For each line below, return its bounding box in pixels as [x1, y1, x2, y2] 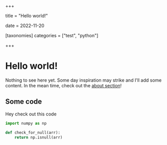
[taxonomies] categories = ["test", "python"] [5, 33, 99, 38]
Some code [5, 98, 42, 106]
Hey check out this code [5, 111, 57, 117]
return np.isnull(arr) [14, 135, 63, 140]
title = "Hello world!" [5, 13, 49, 18]
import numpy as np [5, 120, 47, 126]
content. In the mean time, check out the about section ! [5, 82, 122, 88]
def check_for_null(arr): [5, 130, 60, 135]
